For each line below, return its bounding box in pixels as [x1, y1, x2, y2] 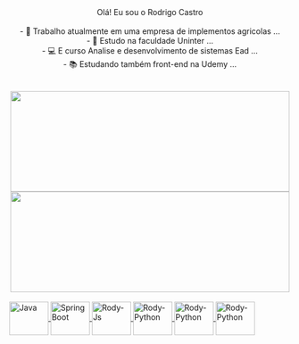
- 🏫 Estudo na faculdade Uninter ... [86, 36, 214, 46]
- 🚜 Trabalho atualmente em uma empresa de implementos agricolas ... [19, 26, 281, 37]
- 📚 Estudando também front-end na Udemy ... [62, 59, 237, 69]
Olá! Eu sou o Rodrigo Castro [96, 7, 203, 17]
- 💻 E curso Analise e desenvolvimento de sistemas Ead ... [41, 46, 259, 55]
